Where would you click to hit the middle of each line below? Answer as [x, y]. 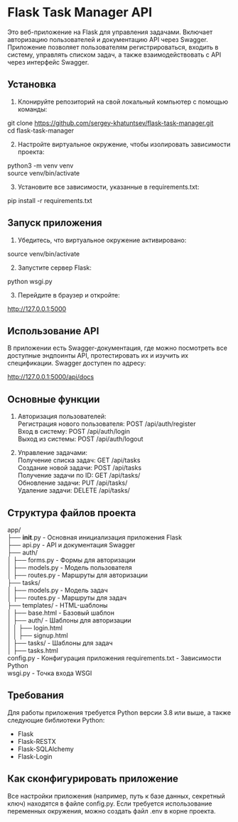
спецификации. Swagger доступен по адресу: [77, 363]
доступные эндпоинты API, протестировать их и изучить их [98, 356]
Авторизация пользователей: [62, 417]
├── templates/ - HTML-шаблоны [58, 605]
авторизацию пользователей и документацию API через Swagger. [108, 39]
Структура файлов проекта [72, 513]
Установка [32, 85]
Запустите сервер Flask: [55, 268]
